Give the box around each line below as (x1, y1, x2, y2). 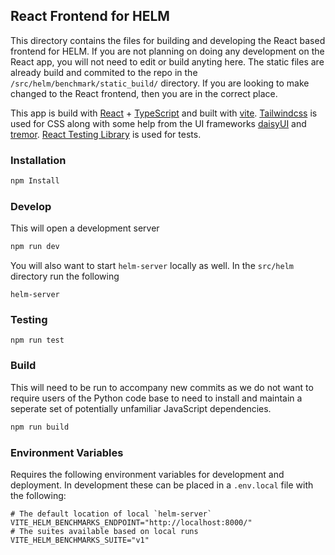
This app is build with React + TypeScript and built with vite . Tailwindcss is (10, 107, 318, 119)
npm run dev (10, 242, 60, 252)
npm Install (10, 176, 60, 186)
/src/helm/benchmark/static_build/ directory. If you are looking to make (10, 77, 310, 89)
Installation (10, 153, 67, 167)
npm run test (10, 335, 65, 346)
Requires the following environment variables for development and (10, 468, 285, 480)
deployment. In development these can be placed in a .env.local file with (10, 479, 314, 491)
